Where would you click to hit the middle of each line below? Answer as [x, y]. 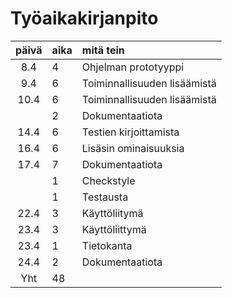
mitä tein [103, 50]
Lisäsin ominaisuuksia [133, 148]
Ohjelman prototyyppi [133, 67]
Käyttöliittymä [114, 229]
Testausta [105, 197]
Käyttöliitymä [112, 213]
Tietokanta [107, 245]
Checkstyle [108, 180]
